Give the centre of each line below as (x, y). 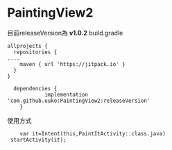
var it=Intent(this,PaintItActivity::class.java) (93, 133)
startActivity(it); (38, 140)
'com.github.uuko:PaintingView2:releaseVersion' (79, 101)
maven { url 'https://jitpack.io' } (73, 64)
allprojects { (28, 46)
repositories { (35, 52)
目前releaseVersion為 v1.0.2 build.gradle (65, 33)
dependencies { (35, 88)
